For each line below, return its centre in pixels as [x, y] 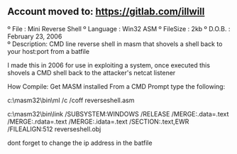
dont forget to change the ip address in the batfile [80, 143]
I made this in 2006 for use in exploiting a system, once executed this [109, 65]
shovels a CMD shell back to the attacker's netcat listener [92, 72]
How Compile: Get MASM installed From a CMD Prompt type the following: [116, 86]
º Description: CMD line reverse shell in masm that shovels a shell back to [115, 44]
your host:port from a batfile [49, 51]
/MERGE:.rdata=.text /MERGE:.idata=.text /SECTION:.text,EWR [98, 121]
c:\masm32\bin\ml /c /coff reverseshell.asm [71, 100]
